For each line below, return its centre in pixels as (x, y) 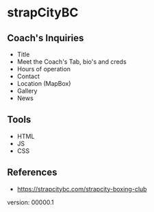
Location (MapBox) (44, 83)
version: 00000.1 (30, 202)
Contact (28, 76)
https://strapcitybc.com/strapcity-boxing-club (82, 189)
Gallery (27, 91)
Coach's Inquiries (46, 38)
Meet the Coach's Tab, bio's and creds (72, 62)
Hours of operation (43, 69)
